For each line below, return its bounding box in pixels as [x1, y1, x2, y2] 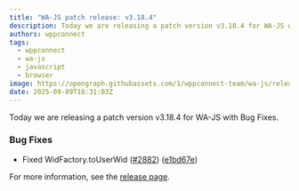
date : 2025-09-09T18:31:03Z [9, 87, 114, 96]
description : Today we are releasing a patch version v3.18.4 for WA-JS [9, 21, 285, 30]
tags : [9, 37, 29, 47]
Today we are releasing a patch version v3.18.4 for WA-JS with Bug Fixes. [9, 112, 279, 123]
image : [9, 79, 34, 88]
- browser [17, 71, 53, 80]
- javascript [17, 63, 66, 72]
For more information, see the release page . [9, 171, 171, 182]
